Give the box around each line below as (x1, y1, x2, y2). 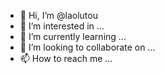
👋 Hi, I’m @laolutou (19, 10, 98, 21)
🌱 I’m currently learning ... (19, 31, 127, 42)
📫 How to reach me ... (19, 53, 113, 64)
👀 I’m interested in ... (19, 20, 105, 32)
